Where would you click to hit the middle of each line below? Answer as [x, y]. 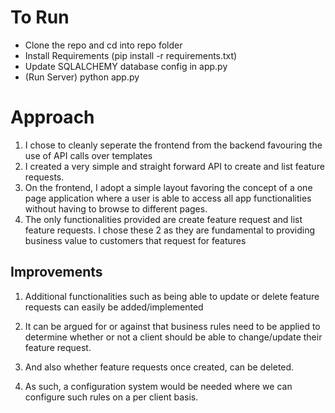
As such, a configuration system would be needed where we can [158, 386]
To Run [40, 17]
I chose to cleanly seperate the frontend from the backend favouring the [173, 145]
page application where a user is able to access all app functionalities [168, 198]
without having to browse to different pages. [116, 208]
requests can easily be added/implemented [114, 307]
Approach [52, 117]
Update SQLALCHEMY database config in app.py [126, 66]
